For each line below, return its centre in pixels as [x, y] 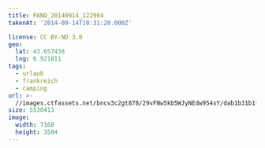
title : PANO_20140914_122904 [56, 15]
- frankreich [37, 81]
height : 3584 [37, 132]
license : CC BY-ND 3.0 [45, 37]
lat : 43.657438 [40, 52]
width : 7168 [35, 125]
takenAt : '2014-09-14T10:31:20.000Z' [70, 23]
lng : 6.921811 [38, 59]
